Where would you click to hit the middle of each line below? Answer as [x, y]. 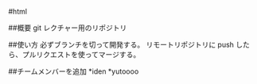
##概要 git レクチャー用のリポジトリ [68, 28]
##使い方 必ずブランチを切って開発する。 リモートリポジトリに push [121, 44]
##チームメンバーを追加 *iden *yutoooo [74, 71]
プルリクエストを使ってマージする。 [81, 54]
